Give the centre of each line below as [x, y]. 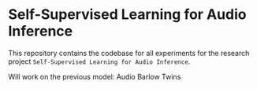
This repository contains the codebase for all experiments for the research [129, 53]
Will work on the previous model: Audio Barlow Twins [95, 76]
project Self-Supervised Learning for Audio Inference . [99, 61]
